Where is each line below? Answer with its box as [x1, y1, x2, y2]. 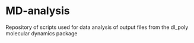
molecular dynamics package [5, 29, 78, 37]
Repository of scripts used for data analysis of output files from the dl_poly [5, 24, 189, 31]
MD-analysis [5, 4, 71, 18]
